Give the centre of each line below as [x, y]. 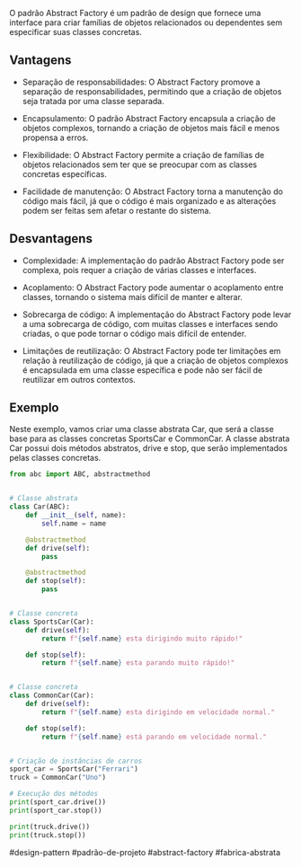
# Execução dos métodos [54, 794]
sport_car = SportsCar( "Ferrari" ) [74, 769]
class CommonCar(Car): [52, 695]
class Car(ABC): [40, 507]
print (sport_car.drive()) [58, 802]
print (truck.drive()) [50, 827]
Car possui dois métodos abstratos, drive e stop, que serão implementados [148, 448]
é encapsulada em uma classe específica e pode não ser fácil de [142, 370]
